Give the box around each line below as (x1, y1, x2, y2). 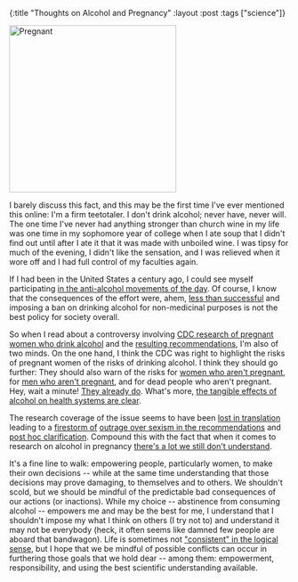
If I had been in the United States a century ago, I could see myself (9, 274, 254, 284)
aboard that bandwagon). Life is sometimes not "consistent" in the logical (9, 534, 278, 545)
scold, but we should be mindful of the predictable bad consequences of (9, 487, 277, 497)
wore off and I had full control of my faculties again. (9, 257, 198, 266)
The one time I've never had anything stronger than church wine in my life (9, 218, 280, 229)
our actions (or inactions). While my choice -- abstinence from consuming (9, 496, 280, 506)
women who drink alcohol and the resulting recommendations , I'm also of (9, 339, 278, 348)
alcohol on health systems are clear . (9, 396, 141, 406)
